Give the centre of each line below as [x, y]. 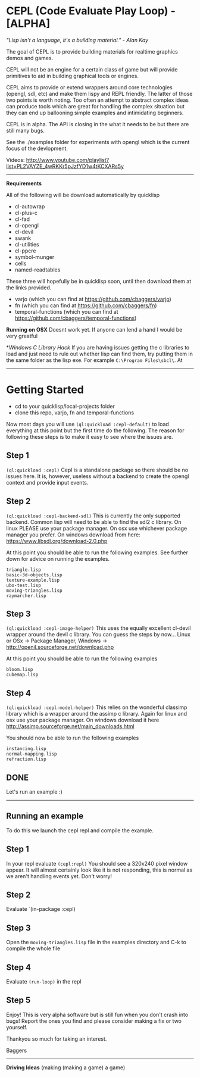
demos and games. [30, 58]
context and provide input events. [47, 482]
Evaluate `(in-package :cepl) [41, 909]
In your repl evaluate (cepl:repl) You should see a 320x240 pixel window [97, 863]
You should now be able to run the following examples [73, 738]
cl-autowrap [30, 206]
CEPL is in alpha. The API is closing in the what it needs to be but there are [98, 124]
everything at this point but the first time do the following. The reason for [95, 430]
